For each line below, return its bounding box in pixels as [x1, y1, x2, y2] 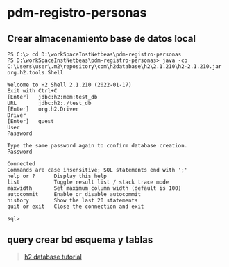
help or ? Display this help [7, 172, 108, 179]
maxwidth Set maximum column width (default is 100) [7, 185, 182, 192]
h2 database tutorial [24, 252, 82, 261]
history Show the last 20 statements [7, 197, 138, 204]
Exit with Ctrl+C [7, 88, 58, 95]
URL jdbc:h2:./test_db [7, 99, 92, 106]
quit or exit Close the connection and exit [7, 203, 144, 210]
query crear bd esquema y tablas [7, 234, 153, 246]
